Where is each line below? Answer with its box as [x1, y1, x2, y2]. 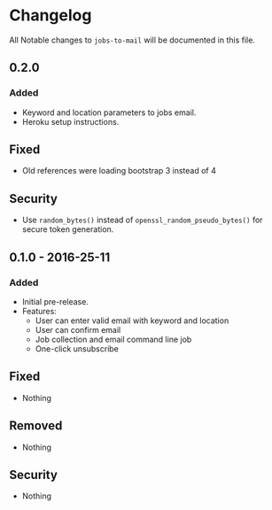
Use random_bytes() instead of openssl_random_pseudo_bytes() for [21, 214, 263, 226]
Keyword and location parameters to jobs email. [21, 107, 197, 118]
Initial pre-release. [21, 296, 89, 306]
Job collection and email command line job [35, 334, 192, 344]
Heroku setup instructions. [21, 116, 120, 127]
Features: [21, 305, 58, 316]
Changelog [9, 5, 92, 26]
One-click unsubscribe [35, 343, 120, 354]
